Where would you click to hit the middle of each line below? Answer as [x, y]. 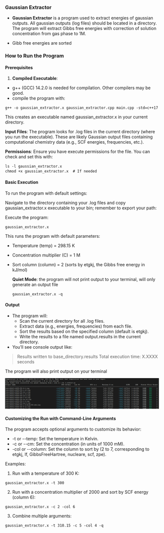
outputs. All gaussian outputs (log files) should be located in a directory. [84, 23]
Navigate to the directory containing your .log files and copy [65, 203]
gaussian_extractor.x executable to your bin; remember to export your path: [81, 208]
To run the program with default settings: [46, 193]
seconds [26, 361]
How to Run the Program [35, 56]
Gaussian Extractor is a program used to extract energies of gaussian [83, 18]
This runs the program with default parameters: [53, 236]
